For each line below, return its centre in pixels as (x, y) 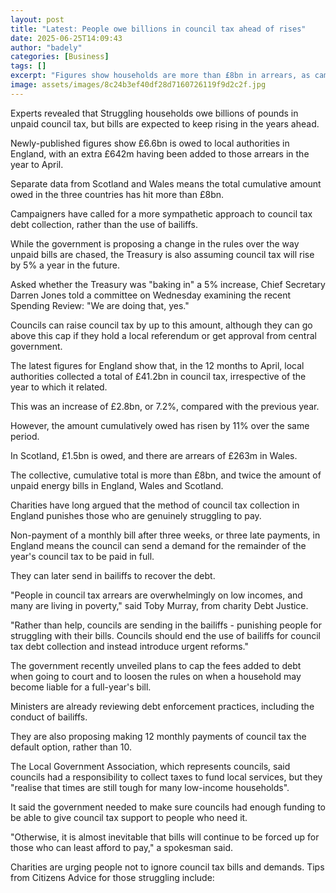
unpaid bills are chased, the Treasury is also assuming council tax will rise (162, 254)
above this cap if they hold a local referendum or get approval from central (163, 335)
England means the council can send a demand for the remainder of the (158, 545)
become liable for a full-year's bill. (81, 687)
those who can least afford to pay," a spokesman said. (122, 847)
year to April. (37, 164)
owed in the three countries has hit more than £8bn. (117, 194)
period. (25, 436)
